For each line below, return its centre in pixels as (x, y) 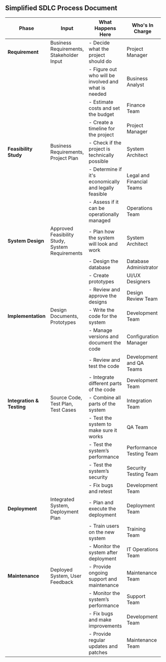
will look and (103, 244)
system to (100, 424)
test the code (104, 366)
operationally (104, 214)
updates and (103, 646)
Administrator (143, 267)
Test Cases (63, 410)
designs (98, 302)
